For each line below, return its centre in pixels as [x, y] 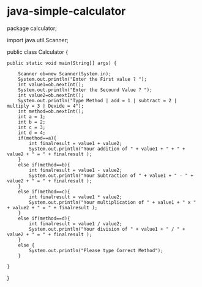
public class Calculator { [38, 52]
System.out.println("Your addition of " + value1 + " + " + [107, 149]
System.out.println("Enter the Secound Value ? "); [85, 90]
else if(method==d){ [44, 218]
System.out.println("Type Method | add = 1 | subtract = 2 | [97, 100]
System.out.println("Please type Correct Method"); [96, 250]
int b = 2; [32, 122]
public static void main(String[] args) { [62, 63]
